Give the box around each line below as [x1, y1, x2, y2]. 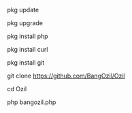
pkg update [7, 6, 39, 14]
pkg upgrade [7, 19, 43, 27]
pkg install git [7, 59, 45, 67]
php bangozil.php [7, 98, 56, 106]
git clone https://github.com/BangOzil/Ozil [7, 71, 125, 80]
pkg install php [7, 32, 49, 40]
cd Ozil [7, 85, 27, 93]
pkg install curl [7, 46, 48, 53]
